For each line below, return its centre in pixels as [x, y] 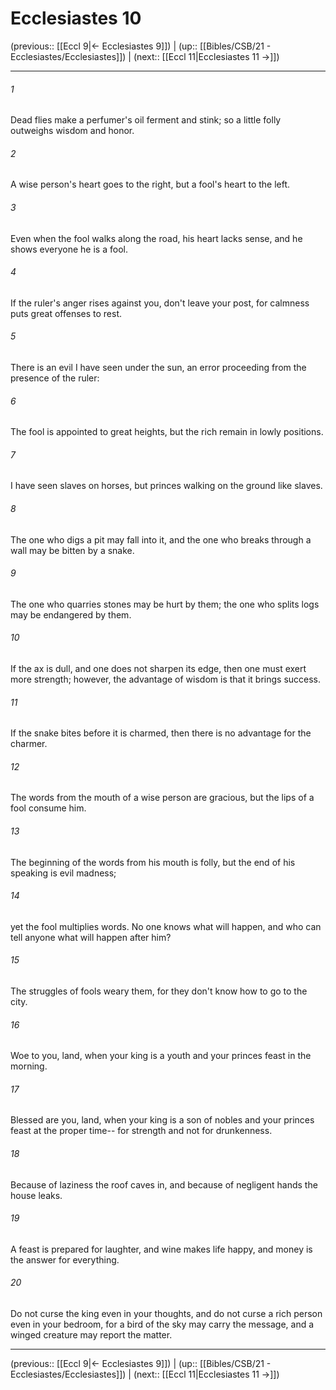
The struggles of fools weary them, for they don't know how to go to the [159, 991]
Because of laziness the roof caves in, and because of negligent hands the [164, 1184]
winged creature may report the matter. [91, 1335]
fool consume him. [48, 808]
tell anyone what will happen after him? [91, 937]
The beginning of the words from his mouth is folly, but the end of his [153, 862]
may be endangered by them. [71, 614]
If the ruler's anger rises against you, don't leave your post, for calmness [160, 303]
